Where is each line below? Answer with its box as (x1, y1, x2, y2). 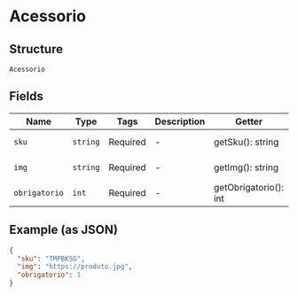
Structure (9, 42, 64, 57)
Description (154, 115, 206, 128)
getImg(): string (213, 161, 279, 174)
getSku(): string (213, 136, 279, 148)
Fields (9, 89, 44, 104)
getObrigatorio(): (213, 181, 285, 193)
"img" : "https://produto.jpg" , (17, 262, 133, 271)
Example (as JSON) (9, 222, 118, 238)
